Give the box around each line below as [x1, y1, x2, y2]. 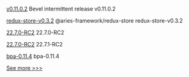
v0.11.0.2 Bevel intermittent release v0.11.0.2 [6, 5, 116, 12]
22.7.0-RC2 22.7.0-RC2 [6, 29, 65, 36]
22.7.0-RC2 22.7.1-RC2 [6, 41, 63, 48]
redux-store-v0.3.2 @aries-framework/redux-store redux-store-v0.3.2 [6, 17, 183, 24]
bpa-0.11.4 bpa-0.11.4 [6, 53, 60, 60]
